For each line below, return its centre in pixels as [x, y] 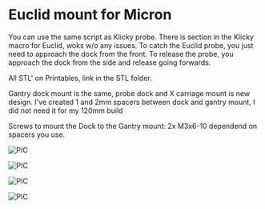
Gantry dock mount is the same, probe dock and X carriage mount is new [129, 93]
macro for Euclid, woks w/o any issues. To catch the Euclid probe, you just [131, 45]
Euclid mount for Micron [90, 15]
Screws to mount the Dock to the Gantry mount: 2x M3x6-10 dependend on [133, 126]
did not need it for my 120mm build [66, 111]
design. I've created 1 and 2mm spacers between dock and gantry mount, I [132, 102]
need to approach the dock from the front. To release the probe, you [121, 54]
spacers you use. [37, 135]
